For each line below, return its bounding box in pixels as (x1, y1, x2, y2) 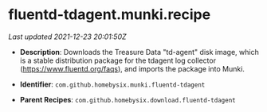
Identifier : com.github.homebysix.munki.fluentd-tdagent (19, 79, 206, 89)
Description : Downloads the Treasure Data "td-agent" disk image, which (19, 47, 259, 56)
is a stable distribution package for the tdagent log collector (19, 56, 217, 65)
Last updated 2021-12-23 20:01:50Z (8, 32, 127, 41)
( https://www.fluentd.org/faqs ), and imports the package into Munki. (19, 64, 245, 73)
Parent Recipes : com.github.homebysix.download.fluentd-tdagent (19, 95, 237, 104)
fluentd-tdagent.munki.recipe (8, 6, 211, 24)
